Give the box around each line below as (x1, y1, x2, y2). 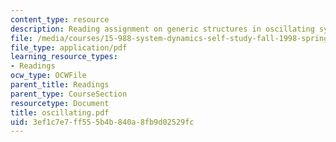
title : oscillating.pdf (10, 107, 110, 118)
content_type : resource (10, 14, 110, 25)
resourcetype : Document (10, 98, 110, 108)
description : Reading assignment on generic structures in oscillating (10, 24, 315, 34)
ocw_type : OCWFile (10, 71, 87, 81)
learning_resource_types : (10, 52, 118, 62)
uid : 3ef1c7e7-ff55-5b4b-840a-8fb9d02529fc (10, 117, 195, 127)
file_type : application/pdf (10, 42, 128, 53)
